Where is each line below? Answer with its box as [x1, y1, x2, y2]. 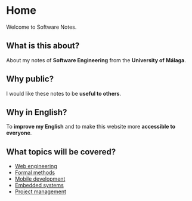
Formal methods [14, 169, 55, 176]
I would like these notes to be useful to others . [6, 90, 121, 97]
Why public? [6, 74, 54, 84]
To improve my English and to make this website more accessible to [6, 123, 176, 130]
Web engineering [14, 163, 58, 170]
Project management [14, 188, 67, 195]
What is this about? [6, 41, 80, 51]
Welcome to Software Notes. [6, 23, 77, 31]
